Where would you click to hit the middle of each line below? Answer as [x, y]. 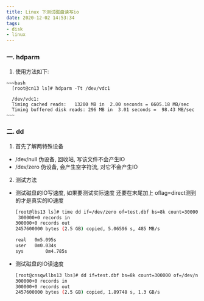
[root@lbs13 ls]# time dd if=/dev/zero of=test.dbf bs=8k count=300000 [108, 212]
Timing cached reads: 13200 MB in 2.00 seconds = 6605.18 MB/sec [100, 104]
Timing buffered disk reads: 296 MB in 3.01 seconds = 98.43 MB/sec [103, 110]
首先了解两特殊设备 [39, 146]
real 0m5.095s [36, 240]
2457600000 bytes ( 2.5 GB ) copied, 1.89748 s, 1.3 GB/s [87, 292]
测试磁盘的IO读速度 [39, 264]
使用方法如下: [32, 71]
